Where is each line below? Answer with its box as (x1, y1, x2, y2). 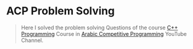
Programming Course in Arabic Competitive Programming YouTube (20, 30, 188, 37)
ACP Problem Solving (6, 4, 115, 18)
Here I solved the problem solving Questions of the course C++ (20, 24, 179, 31)
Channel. (20, 36, 44, 44)
